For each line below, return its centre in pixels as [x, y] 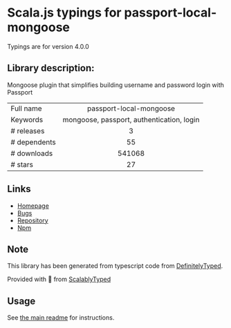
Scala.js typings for [64, 13]
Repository [33, 220]
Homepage [33, 206]
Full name [27, 108]
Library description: [51, 68]
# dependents [34, 142]
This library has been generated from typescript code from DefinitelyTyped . [115, 266]
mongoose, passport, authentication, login [131, 119]
